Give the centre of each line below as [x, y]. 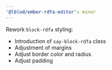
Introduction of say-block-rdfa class [60, 41]
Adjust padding [33, 60]
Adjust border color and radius [53, 54]
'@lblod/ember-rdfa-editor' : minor [51, 12]
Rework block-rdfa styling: [40, 29]
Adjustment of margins [43, 47]
